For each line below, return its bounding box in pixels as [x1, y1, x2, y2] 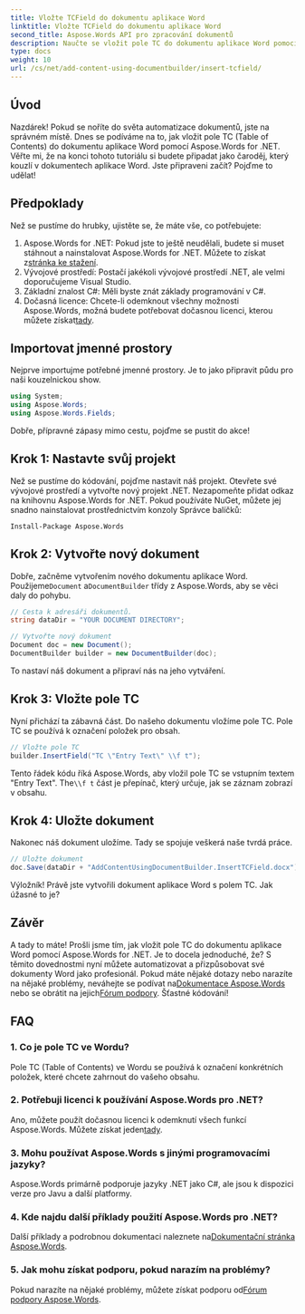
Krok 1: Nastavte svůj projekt [10, 451, 176, 467]
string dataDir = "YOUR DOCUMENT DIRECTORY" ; [10, 615, 185, 625]
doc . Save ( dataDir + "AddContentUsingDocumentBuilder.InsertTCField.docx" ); [10, 863, 302, 873]
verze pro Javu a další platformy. [10, 1188, 132, 1199]
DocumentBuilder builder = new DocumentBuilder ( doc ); [10, 649, 218, 658]
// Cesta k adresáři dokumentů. [10, 607, 132, 616]
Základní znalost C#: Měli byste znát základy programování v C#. [23, 285, 266, 296]
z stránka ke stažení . [23, 256, 99, 267]
